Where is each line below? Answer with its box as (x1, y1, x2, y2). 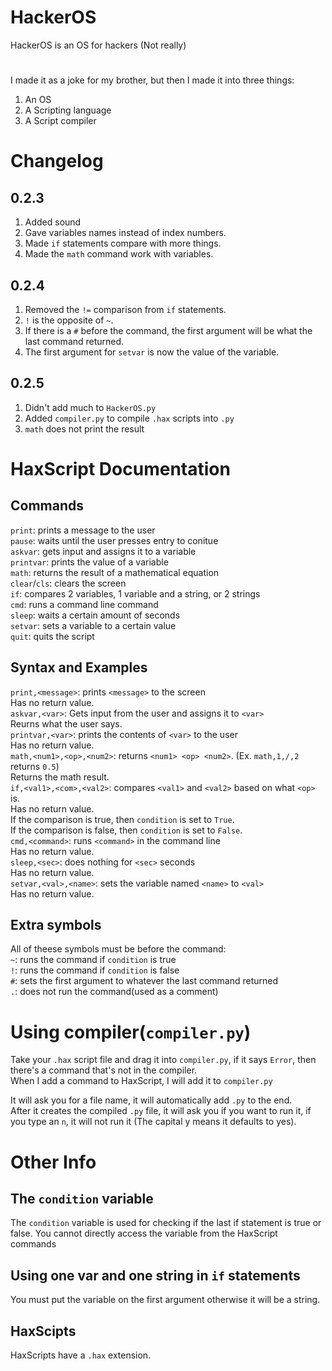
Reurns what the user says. (10, 717, 123, 730)
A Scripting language (24, 104, 112, 116)
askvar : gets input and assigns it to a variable (10, 545, 197, 557)
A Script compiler (24, 115, 97, 127)
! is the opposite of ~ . (24, 314, 114, 326)
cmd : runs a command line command (10, 598, 159, 610)
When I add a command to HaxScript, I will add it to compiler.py (10, 1075, 273, 1087)
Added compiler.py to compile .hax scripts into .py (24, 412, 235, 424)
